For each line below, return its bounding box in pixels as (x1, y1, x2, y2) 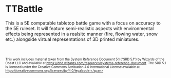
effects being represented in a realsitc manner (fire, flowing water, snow (5, 31, 158, 37)
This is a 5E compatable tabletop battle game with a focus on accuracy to (5, 20, 161, 26)
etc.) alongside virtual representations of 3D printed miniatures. (5, 36, 140, 42)
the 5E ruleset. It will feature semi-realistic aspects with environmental (5, 25, 154, 31)
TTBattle (5, 3, 43, 15)
